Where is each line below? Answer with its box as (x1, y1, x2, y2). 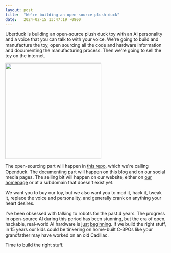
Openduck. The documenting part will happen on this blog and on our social (5, 168, 165, 175)
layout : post (5, 7, 33, 13)
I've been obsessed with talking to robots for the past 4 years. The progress (5, 210, 165, 217)
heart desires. (5, 200, 35, 206)
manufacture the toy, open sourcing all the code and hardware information (5, 42, 162, 48)
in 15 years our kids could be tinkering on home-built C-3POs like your (5, 226, 153, 233)
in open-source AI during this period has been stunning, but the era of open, (5, 216, 166, 222)
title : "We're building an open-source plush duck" (5, 12, 120, 17)
